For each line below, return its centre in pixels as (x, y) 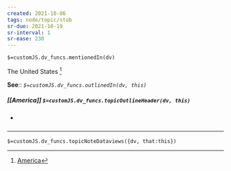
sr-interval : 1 (29, 32)
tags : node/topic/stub (40, 20)
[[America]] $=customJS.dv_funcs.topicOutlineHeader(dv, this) (99, 101)
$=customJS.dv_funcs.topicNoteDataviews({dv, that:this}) (92, 142)
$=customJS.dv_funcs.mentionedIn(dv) (61, 58)
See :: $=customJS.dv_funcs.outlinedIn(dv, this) (77, 84)
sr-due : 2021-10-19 (35, 26)
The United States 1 (34, 71)
